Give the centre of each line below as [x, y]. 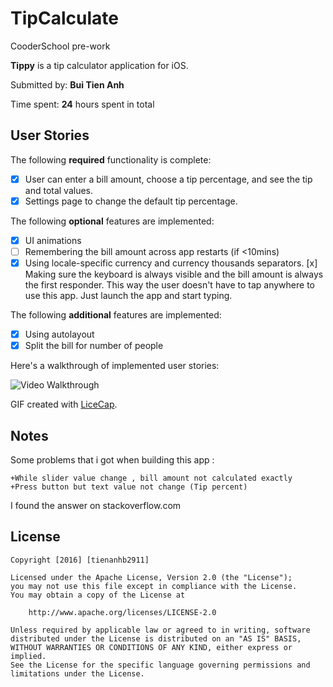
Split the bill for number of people [94, 346]
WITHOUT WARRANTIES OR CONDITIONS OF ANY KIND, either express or [151, 647]
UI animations [53, 240]
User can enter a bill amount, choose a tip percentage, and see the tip [168, 179]
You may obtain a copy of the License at [98, 595]
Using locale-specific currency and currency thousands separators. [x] [171, 263]
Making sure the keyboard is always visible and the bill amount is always [174, 274]
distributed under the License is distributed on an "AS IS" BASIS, [156, 638]
